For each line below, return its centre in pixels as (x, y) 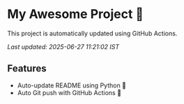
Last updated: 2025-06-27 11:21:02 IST (63, 46)
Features (27, 69)
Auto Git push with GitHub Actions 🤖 (69, 92)
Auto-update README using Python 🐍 (72, 85)
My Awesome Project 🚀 (76, 14)
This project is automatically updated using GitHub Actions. (92, 33)
